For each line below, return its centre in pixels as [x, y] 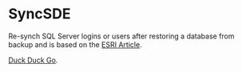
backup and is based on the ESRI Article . [75, 44]
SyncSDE [40, 14]
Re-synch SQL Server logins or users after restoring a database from [121, 36]
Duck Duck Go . [33, 60]
